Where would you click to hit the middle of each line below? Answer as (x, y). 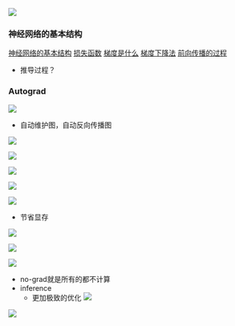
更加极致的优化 (57, 297)
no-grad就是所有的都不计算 (65, 279)
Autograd (27, 91)
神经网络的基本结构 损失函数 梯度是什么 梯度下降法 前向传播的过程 (118, 53)
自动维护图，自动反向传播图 (66, 125)
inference (36, 288)
